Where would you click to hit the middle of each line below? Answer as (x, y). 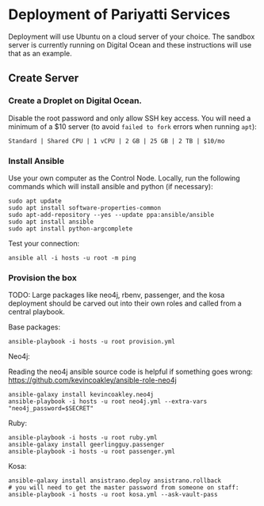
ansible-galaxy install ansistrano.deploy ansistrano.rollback (115, 481)
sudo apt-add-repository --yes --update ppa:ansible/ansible (111, 215)
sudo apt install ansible (51, 222)
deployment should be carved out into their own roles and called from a (125, 303)
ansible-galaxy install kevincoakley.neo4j (81, 395)
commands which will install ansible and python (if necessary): (111, 186)
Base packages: (34, 327)
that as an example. (40, 53)
